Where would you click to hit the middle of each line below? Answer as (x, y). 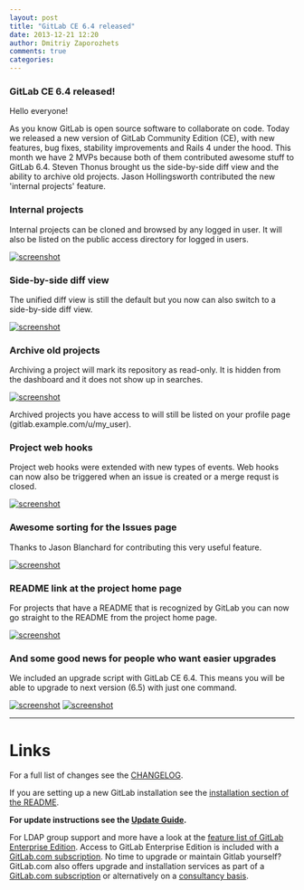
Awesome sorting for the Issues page (93, 527)
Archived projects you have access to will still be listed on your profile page (150, 415)
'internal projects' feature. (57, 186)
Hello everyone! (39, 111)
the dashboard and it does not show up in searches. (106, 380)
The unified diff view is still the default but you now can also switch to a (142, 299)
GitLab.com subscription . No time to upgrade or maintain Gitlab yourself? (146, 857)
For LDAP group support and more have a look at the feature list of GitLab (147, 838)
